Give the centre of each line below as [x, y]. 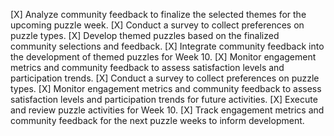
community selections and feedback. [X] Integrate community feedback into [167, 46]
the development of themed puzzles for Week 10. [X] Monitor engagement [163, 57]
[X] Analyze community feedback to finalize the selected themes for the [158, 14]
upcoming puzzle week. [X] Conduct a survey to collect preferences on [157, 25]
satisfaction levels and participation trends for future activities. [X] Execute [164, 99]
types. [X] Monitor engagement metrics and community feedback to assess [166, 88]
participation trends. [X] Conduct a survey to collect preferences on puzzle [165, 78]
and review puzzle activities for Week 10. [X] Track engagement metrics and [167, 110]
